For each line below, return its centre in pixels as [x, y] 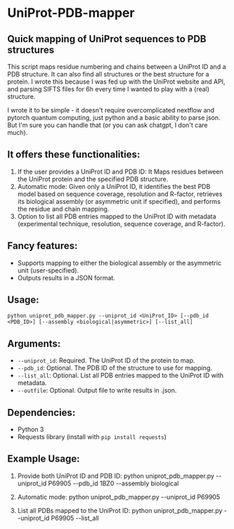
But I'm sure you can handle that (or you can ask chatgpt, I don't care [108, 125]
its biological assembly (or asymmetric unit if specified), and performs [119, 201]
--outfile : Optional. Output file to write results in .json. [97, 391]
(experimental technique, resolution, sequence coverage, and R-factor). [121, 223]
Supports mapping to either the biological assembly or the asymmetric [119, 263]
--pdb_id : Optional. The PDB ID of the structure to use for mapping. [115, 368]
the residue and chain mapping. [63, 209]
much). [18, 132]
